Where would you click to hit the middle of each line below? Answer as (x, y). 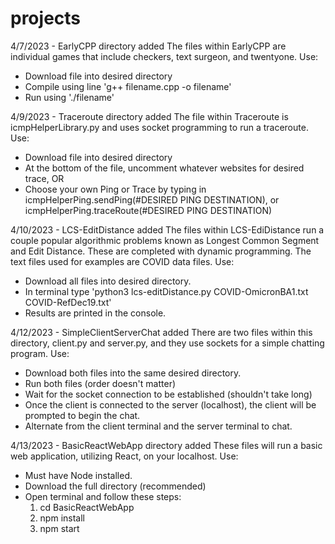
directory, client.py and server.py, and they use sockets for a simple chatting (167, 343)
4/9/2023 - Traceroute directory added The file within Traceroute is (149, 116)
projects (46, 18)
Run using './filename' (69, 97)
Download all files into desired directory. (108, 281)
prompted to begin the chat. (82, 415)
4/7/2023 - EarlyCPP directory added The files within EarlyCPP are (148, 46)
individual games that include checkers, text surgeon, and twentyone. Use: (164, 56)
